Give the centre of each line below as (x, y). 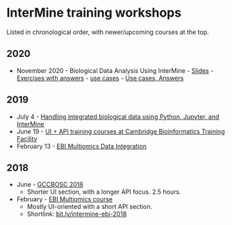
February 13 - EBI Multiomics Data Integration (82, 146)
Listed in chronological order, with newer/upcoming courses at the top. (108, 32)
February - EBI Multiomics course (64, 199)
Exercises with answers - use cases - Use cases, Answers (100, 78)
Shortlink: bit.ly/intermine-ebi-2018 (77, 214)
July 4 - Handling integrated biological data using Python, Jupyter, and (118, 117)
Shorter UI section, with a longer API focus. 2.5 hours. (104, 192)
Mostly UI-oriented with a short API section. (90, 207)
